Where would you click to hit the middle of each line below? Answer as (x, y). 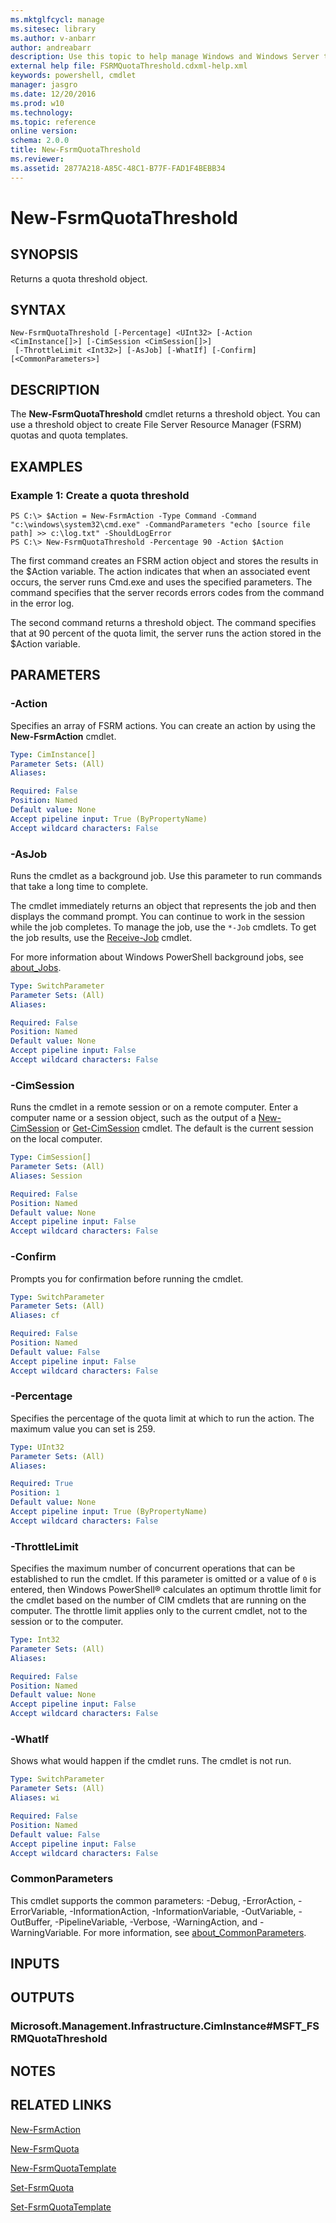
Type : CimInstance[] (53, 754)
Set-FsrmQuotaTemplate (61, 2207)
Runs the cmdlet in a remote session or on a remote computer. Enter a (154, 1107)
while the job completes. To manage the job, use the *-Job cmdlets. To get (163, 927)
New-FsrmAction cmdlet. (63, 736)
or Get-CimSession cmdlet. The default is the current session (187, 1128)
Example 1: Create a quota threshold (100, 495)
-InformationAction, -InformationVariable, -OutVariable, (183, 1911)
